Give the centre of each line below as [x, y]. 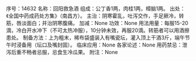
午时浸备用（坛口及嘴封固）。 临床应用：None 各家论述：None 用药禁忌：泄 [97, 45]
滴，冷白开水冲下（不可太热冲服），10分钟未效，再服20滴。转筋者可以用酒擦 [98, 30]
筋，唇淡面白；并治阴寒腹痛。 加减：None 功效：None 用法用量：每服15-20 [97, 23]
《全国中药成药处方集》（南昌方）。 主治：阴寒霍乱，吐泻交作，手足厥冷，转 [95, 16]
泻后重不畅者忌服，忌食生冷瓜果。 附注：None [62, 52]
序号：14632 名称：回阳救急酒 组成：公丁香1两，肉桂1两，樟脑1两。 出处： [96, 8]
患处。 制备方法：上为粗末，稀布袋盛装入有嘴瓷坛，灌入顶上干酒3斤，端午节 [98, 37]
